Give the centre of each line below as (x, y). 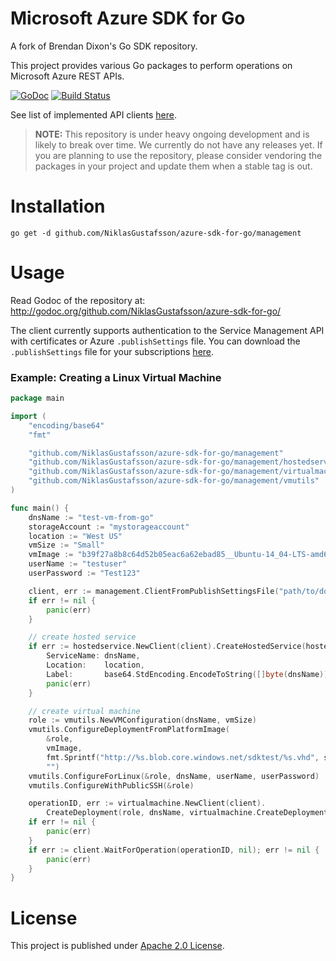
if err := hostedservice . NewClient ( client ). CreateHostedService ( (167, 647)
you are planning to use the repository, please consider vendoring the (178, 155)
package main (37, 398)
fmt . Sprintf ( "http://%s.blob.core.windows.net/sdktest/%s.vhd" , (183, 757)
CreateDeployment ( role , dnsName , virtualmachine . (151, 813)
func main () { (40, 508)
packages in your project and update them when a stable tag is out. (173, 166)
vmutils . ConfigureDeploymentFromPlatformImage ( (129, 730)
